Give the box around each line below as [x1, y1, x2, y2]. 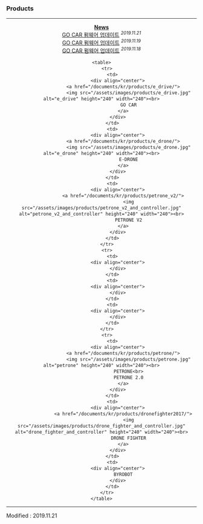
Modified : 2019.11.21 [6, 512, 57, 519]
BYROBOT [114, 471, 133, 478]
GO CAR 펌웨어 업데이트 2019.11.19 [62, 38, 141, 46]
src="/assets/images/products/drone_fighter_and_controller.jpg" [18, 423, 185, 429]
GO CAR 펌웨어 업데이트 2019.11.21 [62, 30, 141, 38]
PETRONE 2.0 [114, 374, 144, 381]
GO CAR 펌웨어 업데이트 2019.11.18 [62, 45, 141, 54]
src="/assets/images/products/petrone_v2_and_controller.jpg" [21, 205, 182, 211]
